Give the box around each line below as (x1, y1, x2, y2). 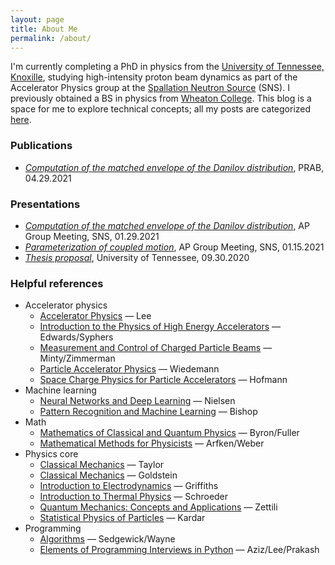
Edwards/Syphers (39, 331, 114, 343)
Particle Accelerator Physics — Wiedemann (39, 363, 220, 375)
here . (10, 114, 32, 126)
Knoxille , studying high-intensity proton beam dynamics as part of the (10, 71, 298, 83)
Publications (10, 139, 73, 153)
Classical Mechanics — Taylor (39, 459, 165, 471)
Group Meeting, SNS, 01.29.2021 (24, 230, 160, 242)
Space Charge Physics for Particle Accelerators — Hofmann (39, 374, 288, 386)
